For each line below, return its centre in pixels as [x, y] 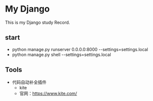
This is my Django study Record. [38, 22]
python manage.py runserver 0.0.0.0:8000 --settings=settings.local [80, 49]
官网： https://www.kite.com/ [48, 93]
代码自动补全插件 [29, 82]
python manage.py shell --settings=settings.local [61, 54]
